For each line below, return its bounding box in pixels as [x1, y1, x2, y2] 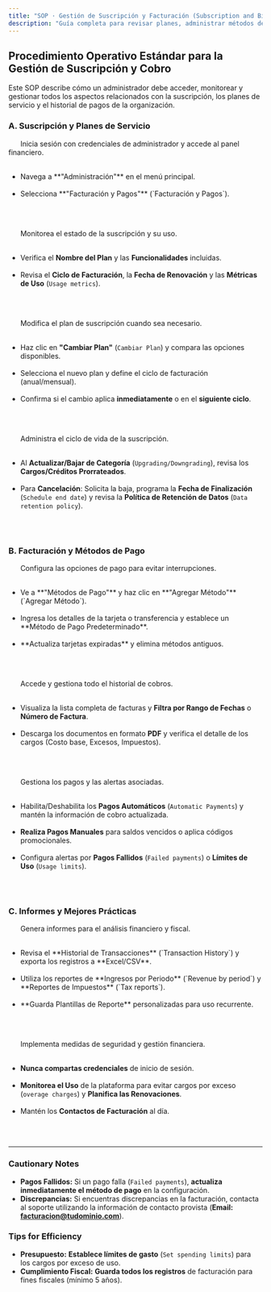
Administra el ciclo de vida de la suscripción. [19, 433, 169, 444]
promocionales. [19, 836, 73, 845]
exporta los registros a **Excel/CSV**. [19, 956, 152, 966]
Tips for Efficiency [8, 1231, 82, 1242]
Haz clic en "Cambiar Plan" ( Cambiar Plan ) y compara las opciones [19, 342, 244, 352]
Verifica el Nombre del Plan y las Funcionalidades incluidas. [19, 252, 222, 262]
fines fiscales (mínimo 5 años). [19, 1275, 123, 1285]
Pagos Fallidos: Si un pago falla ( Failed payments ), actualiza [19, 1177, 223, 1186]
